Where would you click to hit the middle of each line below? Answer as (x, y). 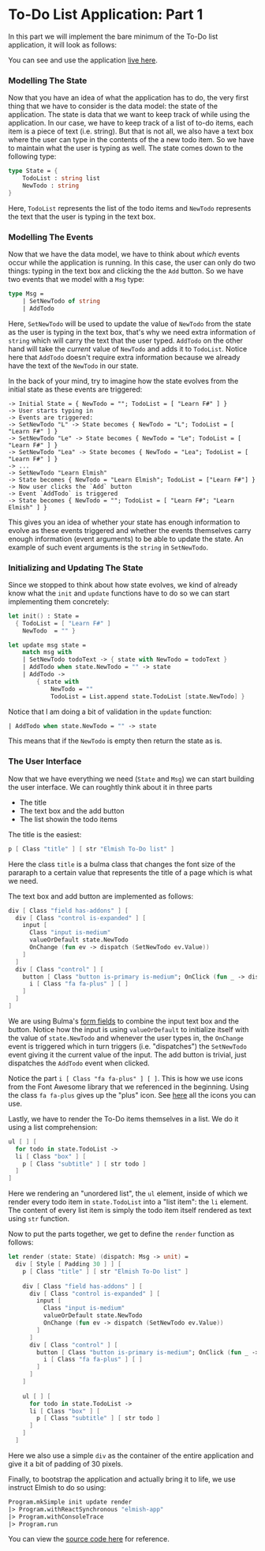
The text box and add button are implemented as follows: (101, 896)
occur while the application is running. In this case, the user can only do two (132, 263)
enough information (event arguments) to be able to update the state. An (126, 539)
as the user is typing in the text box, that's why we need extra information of (132, 332)
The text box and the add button (72, 810)
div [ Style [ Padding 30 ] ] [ (69, 1264)
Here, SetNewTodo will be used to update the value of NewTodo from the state (130, 323)
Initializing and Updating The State (76, 568)
